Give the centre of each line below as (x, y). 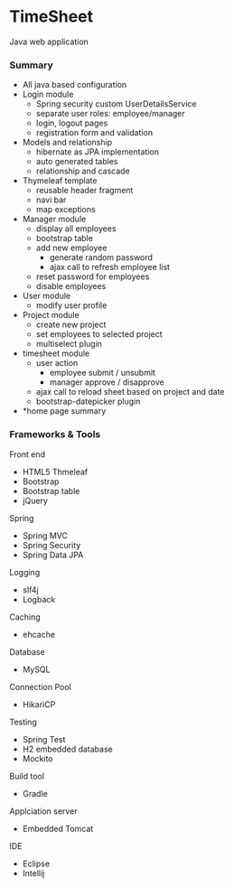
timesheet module (56, 353)
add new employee (71, 248)
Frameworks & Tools (55, 434)
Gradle (35, 793)
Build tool (27, 776)
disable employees (71, 286)
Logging (25, 572)
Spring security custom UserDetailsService (116, 104)
